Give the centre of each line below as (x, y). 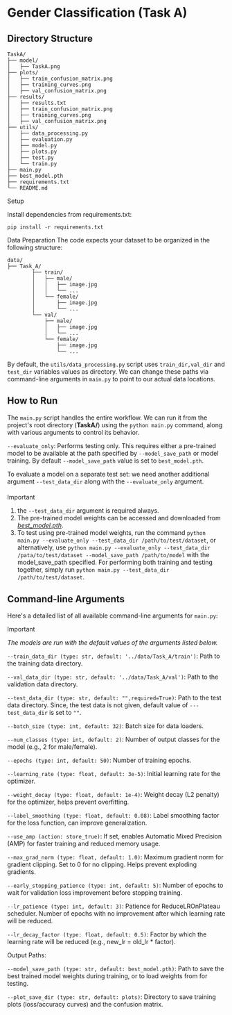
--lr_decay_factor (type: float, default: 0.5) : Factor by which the (107, 934)
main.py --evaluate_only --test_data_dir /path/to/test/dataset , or (117, 540)
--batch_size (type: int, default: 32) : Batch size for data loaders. (106, 726)
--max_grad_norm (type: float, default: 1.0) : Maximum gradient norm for (115, 857)
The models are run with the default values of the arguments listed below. (113, 643)
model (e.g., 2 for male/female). (52, 747)
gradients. (21, 872)
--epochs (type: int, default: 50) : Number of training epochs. (99, 760)
